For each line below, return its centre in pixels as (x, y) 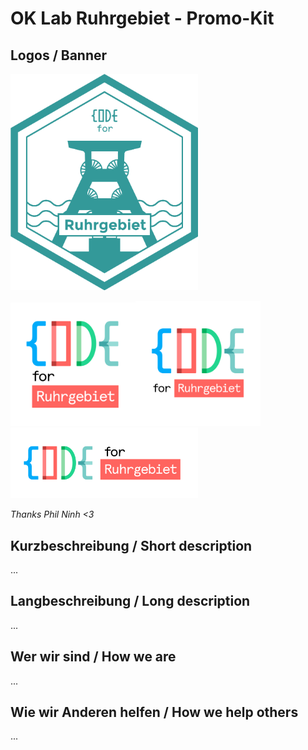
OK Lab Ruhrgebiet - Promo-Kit (142, 18)
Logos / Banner (59, 55)
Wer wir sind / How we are (93, 657)
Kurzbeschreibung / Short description (131, 545)
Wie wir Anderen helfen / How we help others (154, 712)
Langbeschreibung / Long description (130, 601)
